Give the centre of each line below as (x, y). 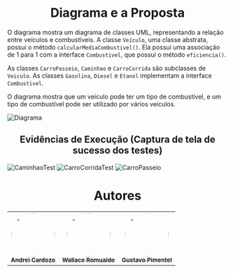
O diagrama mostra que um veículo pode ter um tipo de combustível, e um (114, 97)
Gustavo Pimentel (147, 260)
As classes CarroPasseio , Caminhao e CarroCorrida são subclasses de (107, 68)
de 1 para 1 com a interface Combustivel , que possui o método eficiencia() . (117, 55)
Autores (118, 196)
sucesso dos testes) (118, 151)
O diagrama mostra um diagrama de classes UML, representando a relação (115, 32)
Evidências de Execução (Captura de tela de (118, 140)
